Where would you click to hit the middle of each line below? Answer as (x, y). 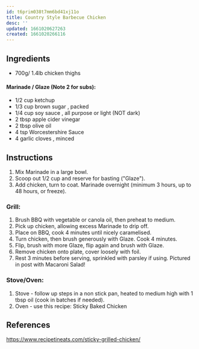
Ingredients (28, 59)
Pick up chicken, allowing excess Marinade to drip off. (82, 226)
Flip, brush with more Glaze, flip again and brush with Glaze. (89, 246)
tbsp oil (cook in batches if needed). (60, 300)
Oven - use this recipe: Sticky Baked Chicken (71, 306)
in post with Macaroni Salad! (50, 265)
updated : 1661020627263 (36, 29)
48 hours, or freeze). (41, 191)
